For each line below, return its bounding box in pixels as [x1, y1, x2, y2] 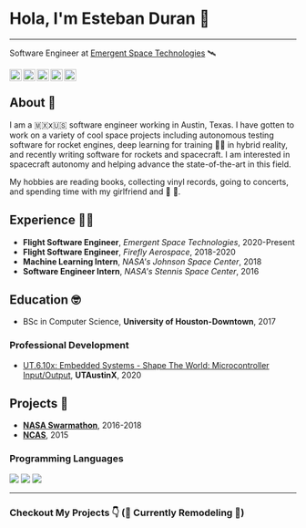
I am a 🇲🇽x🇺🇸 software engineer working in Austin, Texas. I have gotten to [9, 119, 294, 130]
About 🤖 [9, 95, 56, 110]
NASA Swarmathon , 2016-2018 [22, 419, 142, 431]
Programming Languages [9, 452, 125, 465]
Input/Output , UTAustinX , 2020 [22, 369, 142, 380]
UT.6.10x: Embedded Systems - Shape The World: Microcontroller [22, 359, 270, 370]
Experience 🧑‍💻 [9, 212, 95, 228]
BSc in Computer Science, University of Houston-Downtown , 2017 [22, 316, 276, 327]
